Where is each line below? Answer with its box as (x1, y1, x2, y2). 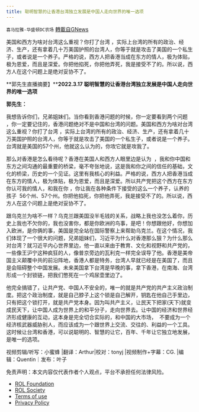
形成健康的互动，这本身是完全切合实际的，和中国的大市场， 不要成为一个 (11, 313, 191, 320)
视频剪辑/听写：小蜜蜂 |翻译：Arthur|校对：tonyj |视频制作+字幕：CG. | (6, 348, 179, 355)
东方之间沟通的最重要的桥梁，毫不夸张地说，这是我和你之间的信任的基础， (6, 162, 188, 169)
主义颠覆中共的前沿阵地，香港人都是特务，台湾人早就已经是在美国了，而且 (11, 256, 193, 263)
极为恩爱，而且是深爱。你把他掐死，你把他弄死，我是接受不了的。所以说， (6, 60, 188, 67)
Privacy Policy (14, 399, 50, 406)
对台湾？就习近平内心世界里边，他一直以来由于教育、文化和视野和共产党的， (6, 242, 193, 249)
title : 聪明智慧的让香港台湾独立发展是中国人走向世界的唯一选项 (6, 8, 144, 15)
